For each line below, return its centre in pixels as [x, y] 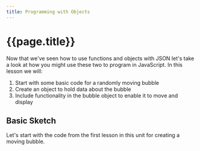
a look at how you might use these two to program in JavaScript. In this [94, 64]
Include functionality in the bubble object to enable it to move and [96, 95]
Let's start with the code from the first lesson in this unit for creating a [93, 135]
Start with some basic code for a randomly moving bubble [87, 82]
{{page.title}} [41, 41]
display [24, 102]
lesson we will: [24, 71]
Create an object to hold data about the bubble [73, 89]
